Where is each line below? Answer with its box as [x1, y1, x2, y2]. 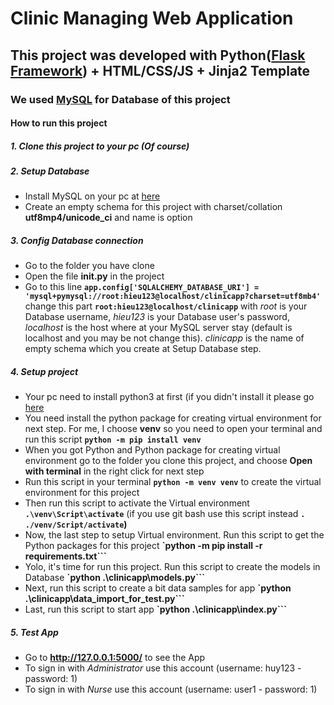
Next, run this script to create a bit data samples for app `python [24, 582, 292, 594]
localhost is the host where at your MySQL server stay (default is [24, 322, 293, 334]
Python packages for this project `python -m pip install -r [24, 540, 263, 552]
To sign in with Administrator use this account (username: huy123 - [24, 662, 302, 674]
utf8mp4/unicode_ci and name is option [24, 212, 193, 224]
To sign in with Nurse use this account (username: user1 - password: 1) [24, 683, 318, 696]
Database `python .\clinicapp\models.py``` [24, 572, 206, 584]
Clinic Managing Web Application [10, 7, 294, 30]
